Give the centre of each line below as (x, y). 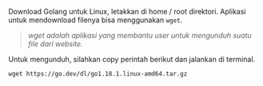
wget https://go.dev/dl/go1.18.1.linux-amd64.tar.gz (98, 74)
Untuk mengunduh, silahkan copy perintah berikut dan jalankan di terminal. (132, 59)
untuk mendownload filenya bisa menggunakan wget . (96, 20)
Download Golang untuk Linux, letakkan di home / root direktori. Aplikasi (127, 12)
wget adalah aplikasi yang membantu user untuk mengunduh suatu (139, 35)
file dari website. (55, 44)
